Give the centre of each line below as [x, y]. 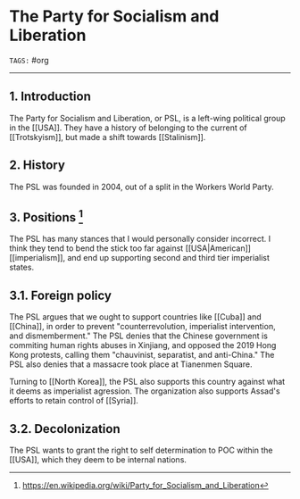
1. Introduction [50, 97]
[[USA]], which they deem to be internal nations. [98, 460]
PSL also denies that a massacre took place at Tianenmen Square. [131, 364]
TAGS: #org [29, 60]
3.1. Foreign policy [60, 295]
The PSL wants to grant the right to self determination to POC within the [141, 450]
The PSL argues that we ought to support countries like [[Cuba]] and [135, 317]
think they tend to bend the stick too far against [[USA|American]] [130, 248]
